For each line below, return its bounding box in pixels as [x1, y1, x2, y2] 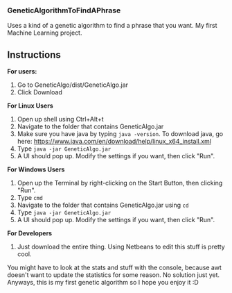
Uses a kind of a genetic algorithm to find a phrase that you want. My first [7, 22, 217, 30]
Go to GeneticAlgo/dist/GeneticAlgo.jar [17, 81, 129, 89]
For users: [7, 67, 37, 76]
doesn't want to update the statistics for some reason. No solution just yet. [7, 271, 220, 279]
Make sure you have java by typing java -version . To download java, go [17, 130, 224, 138]
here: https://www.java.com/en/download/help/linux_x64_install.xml [17, 137, 211, 146]
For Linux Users [7, 101, 53, 110]
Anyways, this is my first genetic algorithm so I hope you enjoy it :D [7, 278, 199, 287]
